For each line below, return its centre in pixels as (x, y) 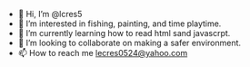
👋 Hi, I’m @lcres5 (50, 14)
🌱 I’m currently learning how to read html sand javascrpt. (124, 33)
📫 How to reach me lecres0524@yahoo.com (103, 53)
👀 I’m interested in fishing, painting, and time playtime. (120, 24)
